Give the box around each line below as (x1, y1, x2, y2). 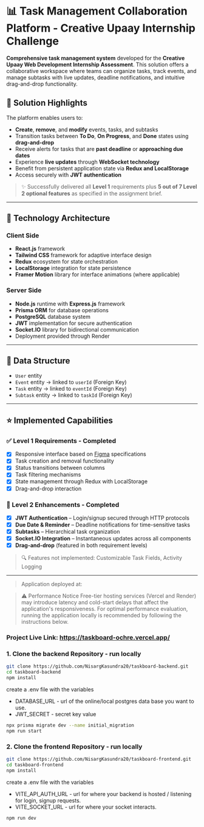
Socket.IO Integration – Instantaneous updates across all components (15, 535, 191, 542)
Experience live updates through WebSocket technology (15, 158, 160, 166)
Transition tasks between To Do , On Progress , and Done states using (15, 132, 189, 139)
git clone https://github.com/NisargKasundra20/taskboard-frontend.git (6, 756, 191, 762)
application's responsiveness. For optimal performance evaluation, (21, 605, 188, 613)
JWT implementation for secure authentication (15, 319, 132, 327)
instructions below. (21, 618, 69, 626)
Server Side (6, 286, 42, 295)
